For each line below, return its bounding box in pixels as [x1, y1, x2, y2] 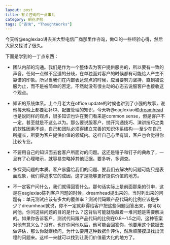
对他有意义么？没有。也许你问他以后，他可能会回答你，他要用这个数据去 [12, 222, 164, 228]
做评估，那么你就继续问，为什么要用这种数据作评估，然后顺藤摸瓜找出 [12, 228, 160, 234]
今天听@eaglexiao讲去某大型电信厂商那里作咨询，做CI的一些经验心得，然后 [5, 36, 163, 42]
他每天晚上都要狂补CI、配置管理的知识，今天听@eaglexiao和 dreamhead [12, 107, 163, 113]
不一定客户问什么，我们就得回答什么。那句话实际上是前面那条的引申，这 [12, 183, 164, 190]
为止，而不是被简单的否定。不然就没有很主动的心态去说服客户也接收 [17, 83, 160, 89]
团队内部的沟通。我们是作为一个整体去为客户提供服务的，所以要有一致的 [12, 64, 164, 70]
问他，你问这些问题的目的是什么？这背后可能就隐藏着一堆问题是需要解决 [12, 209, 164, 215]
